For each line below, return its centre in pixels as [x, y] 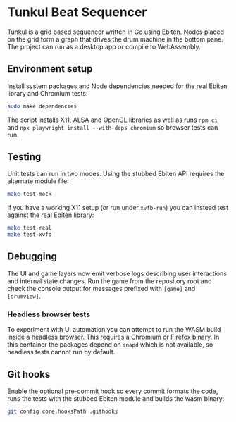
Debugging [32, 257]
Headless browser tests [49, 314]
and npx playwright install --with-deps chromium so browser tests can [113, 127]
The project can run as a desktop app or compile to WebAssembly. [104, 46]
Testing [24, 157]
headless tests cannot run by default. [61, 352]
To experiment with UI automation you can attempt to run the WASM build [114, 330]
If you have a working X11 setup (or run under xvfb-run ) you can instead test [118, 208]
